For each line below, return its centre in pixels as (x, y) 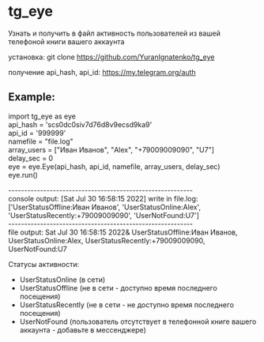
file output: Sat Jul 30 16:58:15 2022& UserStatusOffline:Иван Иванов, (123, 232)
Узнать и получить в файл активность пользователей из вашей (115, 33)
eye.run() (23, 175)
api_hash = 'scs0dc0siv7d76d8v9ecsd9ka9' (80, 124)
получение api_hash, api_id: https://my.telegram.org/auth (102, 72)
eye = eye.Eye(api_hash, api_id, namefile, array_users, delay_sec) (114, 166)
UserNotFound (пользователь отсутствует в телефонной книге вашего (138, 321)
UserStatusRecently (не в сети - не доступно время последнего (127, 304)
